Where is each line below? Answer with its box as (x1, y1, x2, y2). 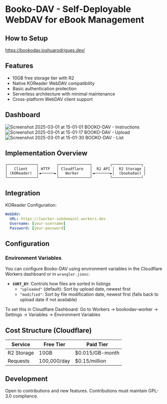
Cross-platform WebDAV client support (12, 96, 93, 102)
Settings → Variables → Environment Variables (5, 312, 101, 318)
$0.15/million (74, 358, 106, 365)
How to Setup (5, 34, 48, 42)
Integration (5, 189, 41, 197)
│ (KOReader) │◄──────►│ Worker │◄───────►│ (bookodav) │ (5, 171, 146, 176)
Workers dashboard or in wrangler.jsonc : (5, 271, 90, 277)
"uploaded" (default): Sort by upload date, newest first (19, 286, 131, 292)
